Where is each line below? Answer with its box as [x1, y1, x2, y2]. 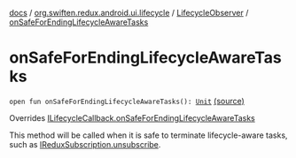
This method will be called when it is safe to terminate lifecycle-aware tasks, [9, 130, 288, 140]
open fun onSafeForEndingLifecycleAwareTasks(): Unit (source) [9, 95, 245, 106]
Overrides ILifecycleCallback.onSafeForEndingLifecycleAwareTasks [9, 112, 255, 123]
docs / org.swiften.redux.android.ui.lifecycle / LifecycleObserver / [9, 8, 249, 18]
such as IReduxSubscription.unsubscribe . [9, 139, 161, 149]
